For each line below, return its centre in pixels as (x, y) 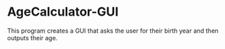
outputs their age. (33, 37)
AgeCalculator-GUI (63, 12)
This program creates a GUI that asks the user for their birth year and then (113, 31)
